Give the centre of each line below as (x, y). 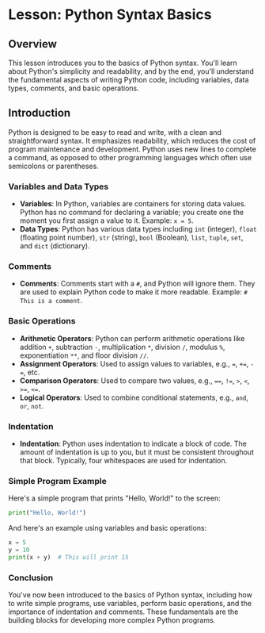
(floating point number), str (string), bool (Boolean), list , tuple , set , (131, 238)
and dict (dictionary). (55, 246)
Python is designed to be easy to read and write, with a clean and (115, 132)
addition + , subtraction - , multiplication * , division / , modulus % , (122, 347)
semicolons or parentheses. (53, 166)
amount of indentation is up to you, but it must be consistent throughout (137, 452)
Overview (33, 44)
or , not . (32, 405)
